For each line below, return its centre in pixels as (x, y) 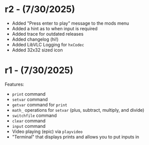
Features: (15, 84)
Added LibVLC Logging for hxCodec (48, 44)
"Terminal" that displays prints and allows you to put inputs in (76, 136)
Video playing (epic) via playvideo (47, 131)
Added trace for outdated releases (48, 34)
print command (29, 94)
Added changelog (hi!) (35, 39)
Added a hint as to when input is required (55, 28)
